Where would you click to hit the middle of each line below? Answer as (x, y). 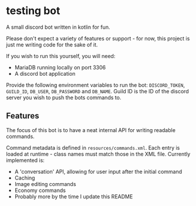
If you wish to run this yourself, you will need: (61, 56)
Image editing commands (45, 184)
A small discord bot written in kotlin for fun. (58, 27)
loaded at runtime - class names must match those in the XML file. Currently (98, 154)
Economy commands (40, 190)
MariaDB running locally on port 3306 (60, 67)
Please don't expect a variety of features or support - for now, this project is (98, 38)
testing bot (33, 11)
